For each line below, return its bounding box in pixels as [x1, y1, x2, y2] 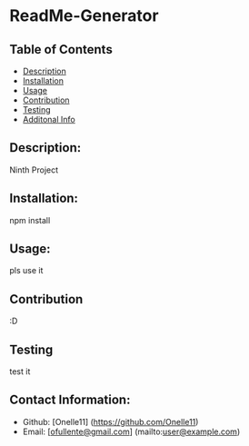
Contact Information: [9, 392, 131, 408]
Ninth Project [9, 164, 59, 175]
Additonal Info [22, 114, 75, 124]
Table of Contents [9, 42, 114, 57]
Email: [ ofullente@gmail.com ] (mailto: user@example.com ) [22, 426, 241, 437]
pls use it [9, 265, 44, 276]
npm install [9, 214, 51, 225]
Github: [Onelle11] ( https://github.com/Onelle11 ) [22, 416, 199, 427]
